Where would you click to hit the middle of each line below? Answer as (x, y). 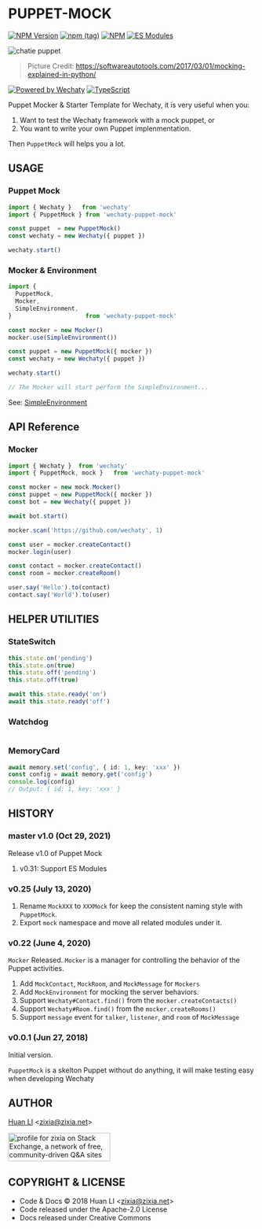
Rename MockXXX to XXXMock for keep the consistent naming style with (131, 906)
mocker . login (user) (40, 552)
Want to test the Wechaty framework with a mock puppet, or (117, 120)
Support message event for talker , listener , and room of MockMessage (129, 1017)
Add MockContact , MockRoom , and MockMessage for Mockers (109, 984)
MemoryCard (34, 751)
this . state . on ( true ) (42, 666)
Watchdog (28, 722)
